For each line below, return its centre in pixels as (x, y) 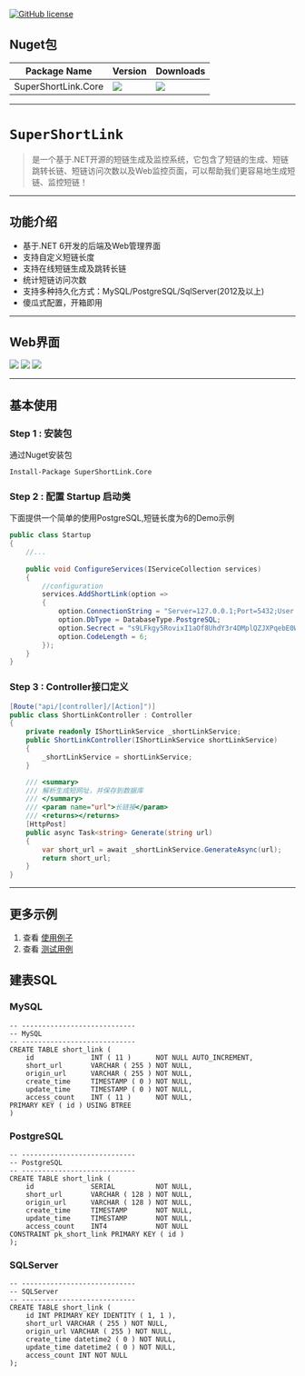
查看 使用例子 (48, 937)
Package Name (59, 71)
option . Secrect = (91, 628)
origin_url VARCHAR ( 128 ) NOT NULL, (109, 1202)
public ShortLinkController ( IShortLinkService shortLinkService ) (152, 741)
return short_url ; (77, 858)
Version (129, 71)
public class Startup (50, 535)
